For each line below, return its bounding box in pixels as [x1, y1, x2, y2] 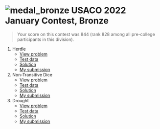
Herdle [12, 46, 26, 52]
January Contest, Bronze [5, 15, 109, 26]
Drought [12, 97, 29, 103]
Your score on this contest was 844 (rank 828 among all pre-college [17, 31, 155, 37]
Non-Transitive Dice [12, 72, 53, 77]
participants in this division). [17, 37, 74, 42]
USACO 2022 [71, 5, 126, 16]
